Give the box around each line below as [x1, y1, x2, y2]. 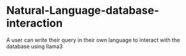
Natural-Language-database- [6, 4, 159, 17]
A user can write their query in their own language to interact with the [6, 36, 181, 43]
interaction [6, 16, 63, 30]
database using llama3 [6, 43, 63, 50]
